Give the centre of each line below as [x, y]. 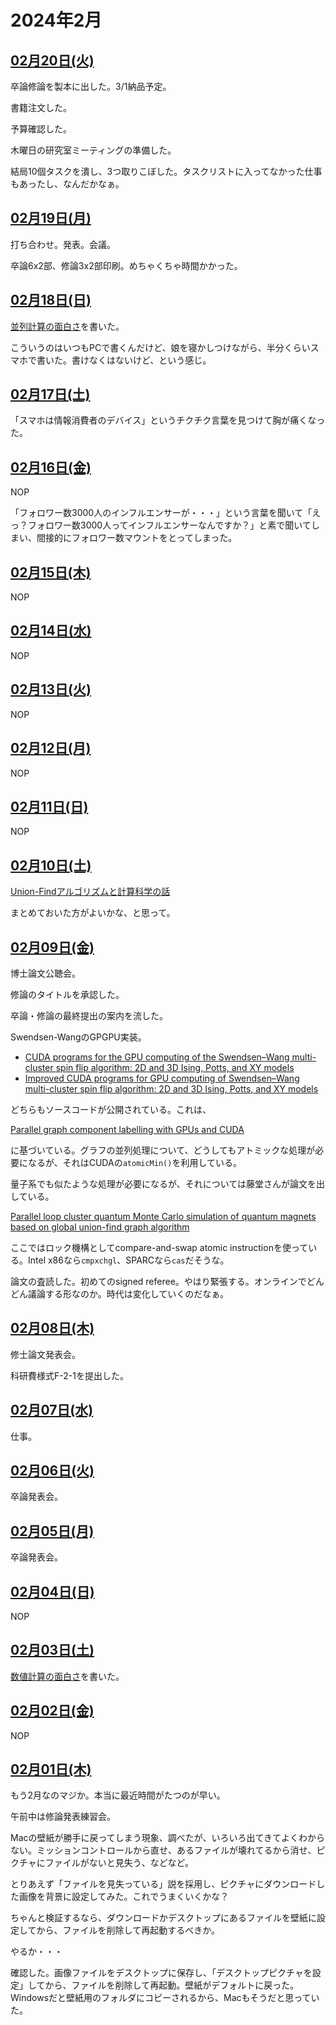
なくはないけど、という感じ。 [150, 360]
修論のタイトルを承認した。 [67, 994]
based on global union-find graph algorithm [100, 1227]
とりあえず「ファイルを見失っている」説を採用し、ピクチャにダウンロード [163, 1884]
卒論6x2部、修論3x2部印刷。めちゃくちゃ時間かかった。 [126, 265]
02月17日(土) [50, 394]
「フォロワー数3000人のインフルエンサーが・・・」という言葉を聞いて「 [161, 513]
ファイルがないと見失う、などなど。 [119, 1863]
